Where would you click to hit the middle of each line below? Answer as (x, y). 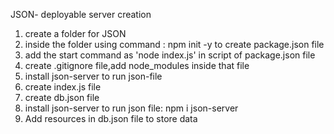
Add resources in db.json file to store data (111, 118)
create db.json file (62, 97)
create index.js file (63, 87)
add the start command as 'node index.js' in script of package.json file (170, 55)
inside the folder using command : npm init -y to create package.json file (174, 44)
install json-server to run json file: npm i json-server (131, 108)
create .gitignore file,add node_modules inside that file (137, 65)
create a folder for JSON (75, 33)
